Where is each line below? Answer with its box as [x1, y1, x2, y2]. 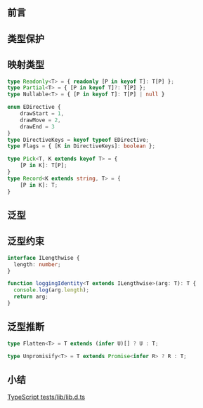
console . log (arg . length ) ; [13, 287, 90, 294]
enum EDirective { [7, 104, 61, 111]
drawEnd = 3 [20, 123, 55, 130]
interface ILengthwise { [7, 254, 80, 261]
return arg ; [13, 294, 49, 301]
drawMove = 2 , [20, 117, 61, 124]
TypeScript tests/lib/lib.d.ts [7, 393, 86, 402]
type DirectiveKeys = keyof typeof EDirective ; [7, 136, 150, 143]
